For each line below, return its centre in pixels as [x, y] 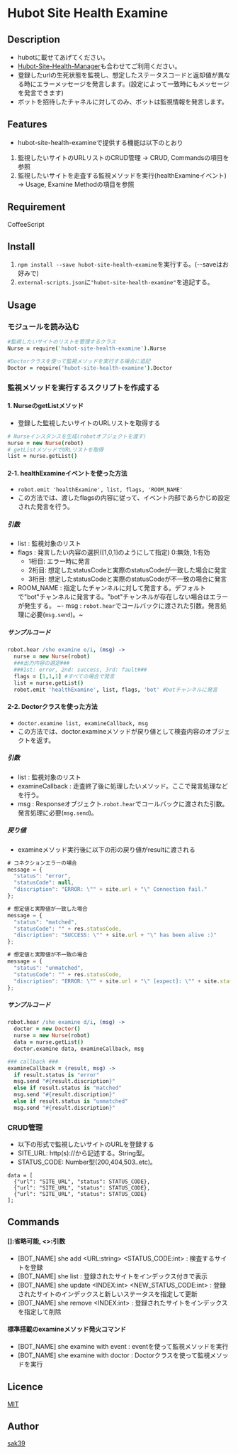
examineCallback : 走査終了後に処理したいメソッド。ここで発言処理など [123, 786]
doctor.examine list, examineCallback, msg [83, 723]
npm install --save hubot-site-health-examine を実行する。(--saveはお [123, 264]
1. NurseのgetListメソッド [45, 406]
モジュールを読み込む [44, 326]
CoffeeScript [26, 224]
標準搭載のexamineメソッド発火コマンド [67, 1329]
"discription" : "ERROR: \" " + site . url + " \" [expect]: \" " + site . [117, 981]
